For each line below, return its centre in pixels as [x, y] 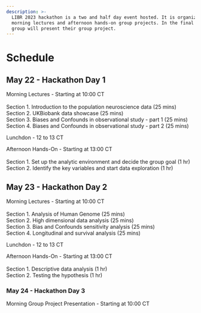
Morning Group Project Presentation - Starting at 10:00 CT [78, 304]
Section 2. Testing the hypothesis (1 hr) [54, 275]
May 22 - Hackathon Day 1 [56, 80]
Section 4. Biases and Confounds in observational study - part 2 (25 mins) [98, 126]
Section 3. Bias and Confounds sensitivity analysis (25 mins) [81, 227]
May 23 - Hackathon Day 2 [57, 187]
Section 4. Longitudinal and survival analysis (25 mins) [73, 233]
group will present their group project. [64, 28]
